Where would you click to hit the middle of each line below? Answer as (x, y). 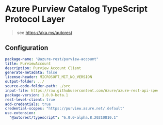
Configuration (27, 48)
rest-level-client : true (30, 100)
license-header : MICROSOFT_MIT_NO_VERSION (49, 77)
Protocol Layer (35, 19)
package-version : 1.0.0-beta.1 (37, 95)
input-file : (17, 91)
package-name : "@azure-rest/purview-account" (52, 59)
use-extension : (20, 113)
